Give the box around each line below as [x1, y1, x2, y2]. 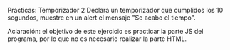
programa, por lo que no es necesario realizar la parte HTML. [7, 35, 187, 43]
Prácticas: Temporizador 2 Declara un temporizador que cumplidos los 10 [7, 6, 224, 14]
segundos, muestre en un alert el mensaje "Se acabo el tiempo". [7, 13, 196, 22]
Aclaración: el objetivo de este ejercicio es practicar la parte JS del [7, 27, 204, 35]
